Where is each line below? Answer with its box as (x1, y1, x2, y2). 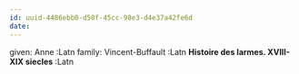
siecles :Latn (25, 56, 75, 67)
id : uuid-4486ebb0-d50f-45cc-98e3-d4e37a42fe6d (9, 13, 194, 23)
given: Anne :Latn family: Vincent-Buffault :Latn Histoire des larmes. (9, 46, 266, 57)
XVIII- (267, 46, 291, 57)
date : (9, 22, 30, 31)
